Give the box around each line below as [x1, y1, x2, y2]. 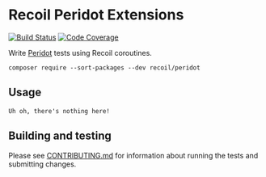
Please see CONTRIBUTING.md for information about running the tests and [8, 150, 259, 160]
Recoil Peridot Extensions [8, 6, 184, 24]
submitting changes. [8, 159, 77, 169]
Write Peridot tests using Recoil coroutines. [8, 48, 152, 57]
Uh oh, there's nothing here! [8, 107, 111, 115]
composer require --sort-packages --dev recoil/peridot [8, 63, 201, 72]
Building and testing [8, 129, 112, 143]
